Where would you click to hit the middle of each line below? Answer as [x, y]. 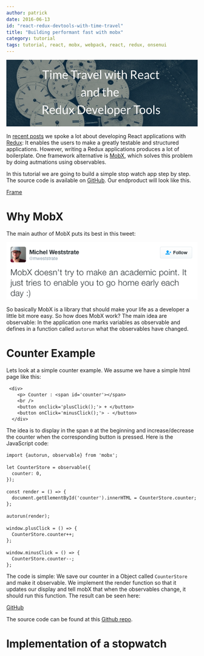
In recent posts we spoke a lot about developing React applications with [96, 136]
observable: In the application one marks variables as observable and [93, 322]
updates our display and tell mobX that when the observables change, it [96, 589]
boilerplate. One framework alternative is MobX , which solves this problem [100, 156]
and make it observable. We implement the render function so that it [91, 583]
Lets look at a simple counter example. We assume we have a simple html [98, 370]
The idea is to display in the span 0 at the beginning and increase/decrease [100, 431]
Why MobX [35, 217]
